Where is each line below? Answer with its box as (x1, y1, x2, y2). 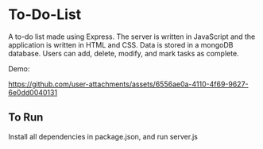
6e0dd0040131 (8, 87, 58, 97)
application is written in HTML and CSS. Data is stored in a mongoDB (8, 40, 234, 49)
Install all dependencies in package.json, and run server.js (8, 132, 199, 141)
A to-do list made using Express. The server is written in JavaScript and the (8, 32, 256, 41)
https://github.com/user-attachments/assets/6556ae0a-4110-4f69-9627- (8, 79, 249, 89)
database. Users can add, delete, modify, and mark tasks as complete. (8, 48, 240, 58)
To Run (8, 111, 44, 124)
